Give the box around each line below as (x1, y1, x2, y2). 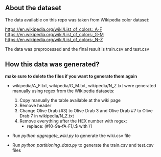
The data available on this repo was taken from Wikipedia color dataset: (5, 17, 150, 22)
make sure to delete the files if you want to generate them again (5, 73, 138, 79)
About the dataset (5, 4, 62, 12)
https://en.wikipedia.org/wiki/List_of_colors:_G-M (5, 31, 104, 37)
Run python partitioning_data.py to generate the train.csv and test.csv (12, 142, 154, 148)
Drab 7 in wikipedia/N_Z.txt (19, 113, 74, 118)
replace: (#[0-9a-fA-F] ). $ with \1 (26, 123, 92, 129)
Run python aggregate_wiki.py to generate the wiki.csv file (12, 133, 131, 138)
